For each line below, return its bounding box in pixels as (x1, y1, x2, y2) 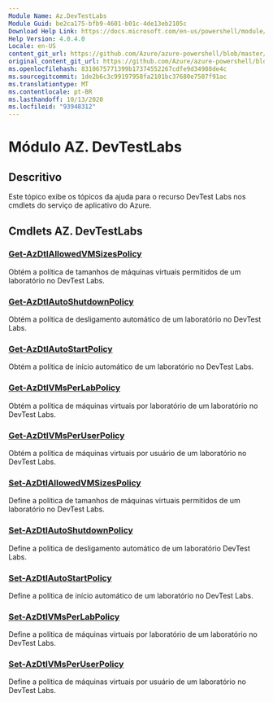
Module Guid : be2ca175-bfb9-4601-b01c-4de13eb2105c (8, 20, 187, 28)
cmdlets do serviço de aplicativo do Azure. (8, 200, 152, 210)
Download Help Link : (8, 27, 79, 35)
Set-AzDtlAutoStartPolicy (8, 572, 112, 583)
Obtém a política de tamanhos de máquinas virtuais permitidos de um (8, 266, 241, 277)
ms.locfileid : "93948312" (8, 103, 96, 111)
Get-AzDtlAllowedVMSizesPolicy (8, 248, 142, 260)
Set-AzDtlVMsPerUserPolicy (8, 659, 124, 670)
